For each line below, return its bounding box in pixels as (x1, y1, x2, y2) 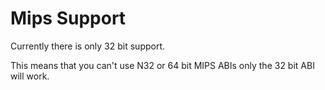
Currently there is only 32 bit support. (10, 40, 166, 52)
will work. (10, 70, 50, 82)
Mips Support (10, 7, 127, 30)
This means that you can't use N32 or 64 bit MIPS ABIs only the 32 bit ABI (10, 59, 315, 71)
